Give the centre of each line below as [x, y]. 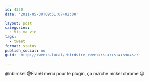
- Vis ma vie [23, 32]
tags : [11, 37]
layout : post [19, 23]
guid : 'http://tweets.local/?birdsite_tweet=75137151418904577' [73, 55]
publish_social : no [25, 50]
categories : [17, 27]
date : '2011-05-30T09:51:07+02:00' [42, 14]
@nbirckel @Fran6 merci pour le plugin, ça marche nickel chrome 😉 [75, 73]
